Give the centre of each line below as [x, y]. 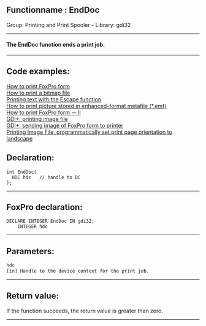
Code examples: [38, 72]
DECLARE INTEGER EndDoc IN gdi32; [51, 221]
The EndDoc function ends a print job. [56, 45]
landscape [20, 138]
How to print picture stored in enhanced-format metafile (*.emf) [86, 106]
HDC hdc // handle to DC [46, 177]
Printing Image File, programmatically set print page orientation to [90, 132]
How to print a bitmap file [38, 93]
